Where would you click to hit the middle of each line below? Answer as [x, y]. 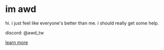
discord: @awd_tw [25, 32]
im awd [21, 9]
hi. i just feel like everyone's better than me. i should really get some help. [82, 23]
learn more [17, 42]
